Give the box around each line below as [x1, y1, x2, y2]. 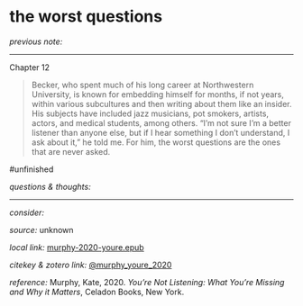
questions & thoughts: [9, 181, 92, 192]
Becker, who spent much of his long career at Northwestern [31, 79, 254, 90]
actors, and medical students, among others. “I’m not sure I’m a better [31, 117, 291, 128]
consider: [9, 207, 45, 218]
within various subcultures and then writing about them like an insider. [31, 98, 292, 109]
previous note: [9, 36, 63, 47]
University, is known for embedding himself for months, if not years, [31, 88, 284, 100]
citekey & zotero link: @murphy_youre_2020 [9, 259, 172, 270]
